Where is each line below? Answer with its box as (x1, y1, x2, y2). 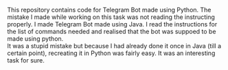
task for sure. (7, 56, 45, 64)
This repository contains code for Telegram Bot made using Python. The (7, 6, 212, 14)
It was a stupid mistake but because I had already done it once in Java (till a (7, 42, 222, 50)
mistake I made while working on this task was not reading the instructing (7, 13, 215, 21)
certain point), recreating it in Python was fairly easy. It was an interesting (7, 49, 216, 57)
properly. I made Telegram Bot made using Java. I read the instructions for (7, 20, 218, 28)
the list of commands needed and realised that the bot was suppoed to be (7, 27, 216, 35)
